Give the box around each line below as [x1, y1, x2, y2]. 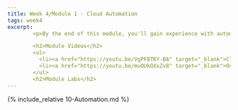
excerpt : [7, 23, 33, 30]
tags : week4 [7, 17, 42, 24]
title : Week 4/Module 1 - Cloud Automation [7, 10, 138, 18]
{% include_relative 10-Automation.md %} [7, 94, 130, 103]
